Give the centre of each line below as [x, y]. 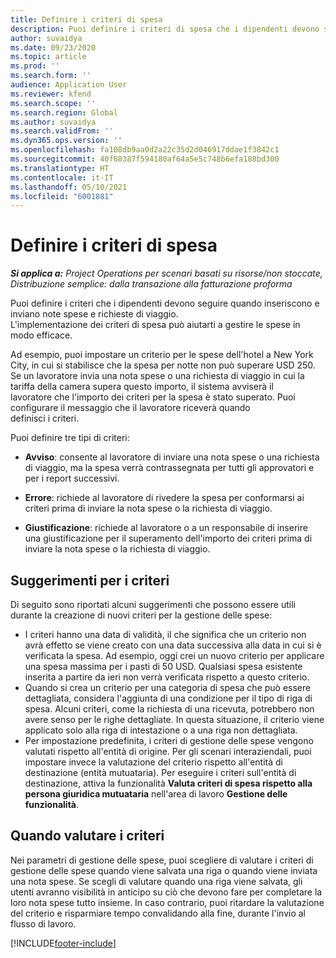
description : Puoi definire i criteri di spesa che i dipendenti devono [165, 29]
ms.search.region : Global [64, 112]
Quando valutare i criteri [87, 836]
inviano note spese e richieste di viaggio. [94, 314]
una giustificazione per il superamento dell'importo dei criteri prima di [168, 538]
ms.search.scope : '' [53, 103]
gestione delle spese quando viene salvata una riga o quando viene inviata [164, 870]
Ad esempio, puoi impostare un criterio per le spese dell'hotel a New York [162, 355]
